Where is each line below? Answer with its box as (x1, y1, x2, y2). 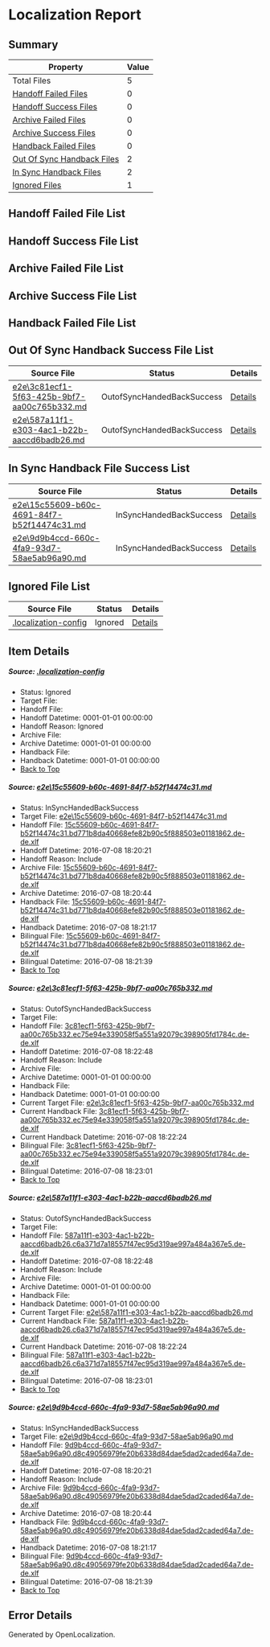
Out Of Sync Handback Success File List (8, 343, 215, 357)
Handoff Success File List (8, 234, 139, 248)
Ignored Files (12, 179, 62, 191)
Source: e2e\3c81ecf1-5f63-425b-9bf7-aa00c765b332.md (8, 984, 213, 993)
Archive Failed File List (8, 261, 125, 275)
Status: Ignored (19, 687, 72, 696)
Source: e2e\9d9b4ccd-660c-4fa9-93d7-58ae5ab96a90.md (8, 1403, 219, 1412)
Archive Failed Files (12, 114, 86, 125)
